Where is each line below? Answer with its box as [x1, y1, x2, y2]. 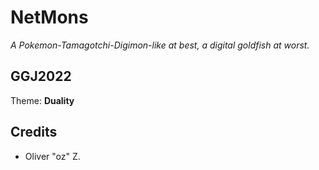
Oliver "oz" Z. [24, 150, 81, 162]
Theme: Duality [10, 94, 75, 106]
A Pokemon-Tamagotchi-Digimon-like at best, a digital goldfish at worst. [10, 39, 310, 51]
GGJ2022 [10, 68, 72, 85]
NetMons [10, 6, 89, 29]
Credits [10, 124, 58, 141]
